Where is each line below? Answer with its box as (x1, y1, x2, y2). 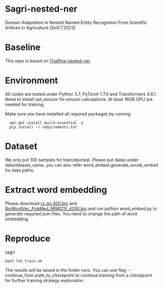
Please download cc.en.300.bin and (5, 200, 77, 206)
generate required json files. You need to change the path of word (5, 211, 137, 216)
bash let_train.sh (5, 258, 42, 264)
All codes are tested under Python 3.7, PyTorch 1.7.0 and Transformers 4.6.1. (5, 91, 157, 97)
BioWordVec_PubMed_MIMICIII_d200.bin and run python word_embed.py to (5, 206, 157, 211)
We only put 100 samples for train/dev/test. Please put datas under (5, 157, 139, 163)
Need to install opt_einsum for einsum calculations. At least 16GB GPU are (5, 96, 153, 102)
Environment (5, 75, 58, 86)
